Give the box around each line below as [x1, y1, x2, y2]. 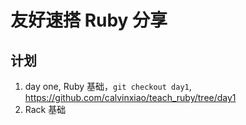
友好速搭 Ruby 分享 [10, 9, 168, 32]
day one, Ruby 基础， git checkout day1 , [24, 81, 192, 92]
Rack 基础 [24, 104, 67, 115]
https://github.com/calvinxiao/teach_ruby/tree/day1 [24, 92, 237, 103]
